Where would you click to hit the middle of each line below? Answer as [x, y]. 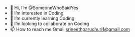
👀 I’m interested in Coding [37, 13]
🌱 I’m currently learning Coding [42, 18]
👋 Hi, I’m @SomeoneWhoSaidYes [44, 8]
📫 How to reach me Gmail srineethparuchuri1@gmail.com [70, 29]
